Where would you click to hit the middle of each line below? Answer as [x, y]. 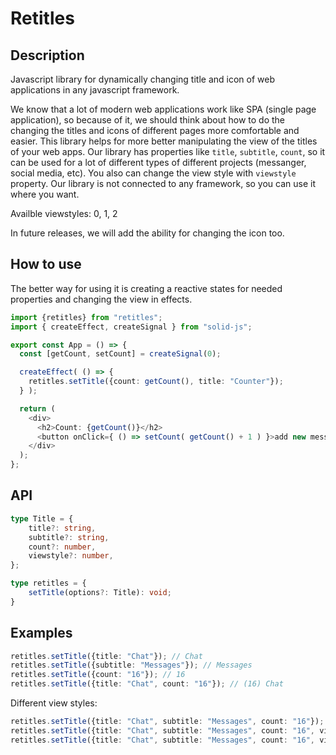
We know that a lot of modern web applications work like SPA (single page [163, 109]
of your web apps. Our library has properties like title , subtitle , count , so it [168, 151]
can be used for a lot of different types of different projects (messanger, [158, 162]
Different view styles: [54, 703]
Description [47, 55]
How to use [46, 264]
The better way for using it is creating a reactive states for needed [146, 288]
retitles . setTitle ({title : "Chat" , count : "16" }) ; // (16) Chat [147, 684]
